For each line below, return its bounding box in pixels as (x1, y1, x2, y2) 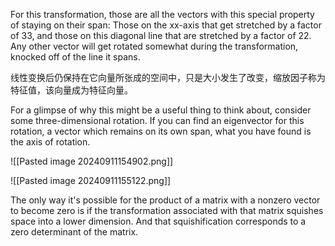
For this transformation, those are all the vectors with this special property (10, 9, 315, 20)
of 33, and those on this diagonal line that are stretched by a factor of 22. (10, 30, 312, 41)
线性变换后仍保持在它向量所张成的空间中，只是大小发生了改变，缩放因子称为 (10, 72, 326, 83)
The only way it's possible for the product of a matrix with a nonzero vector (10, 194, 321, 206)
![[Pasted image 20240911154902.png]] (10, 155, 174, 167)
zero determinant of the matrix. (10, 226, 139, 238)
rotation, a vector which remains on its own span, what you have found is (10, 125, 312, 137)
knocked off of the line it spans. (10, 51, 141, 63)
